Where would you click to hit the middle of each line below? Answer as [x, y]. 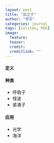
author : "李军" [20, 19]
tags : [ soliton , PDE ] [27, 28]
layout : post [19, 10]
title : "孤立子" [21, 14]
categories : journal [27, 24]
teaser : [18, 42]
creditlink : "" [25, 51]
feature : [19, 38]
